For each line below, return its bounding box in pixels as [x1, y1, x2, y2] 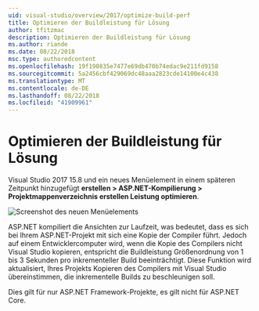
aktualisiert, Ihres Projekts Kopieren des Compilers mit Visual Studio [8, 264, 227, 273]
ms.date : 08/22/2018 [8, 48, 76, 56]
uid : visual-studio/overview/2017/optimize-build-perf [8, 11, 191, 20]
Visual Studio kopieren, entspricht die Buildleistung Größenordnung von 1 [8, 248, 244, 257]
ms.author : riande [8, 41, 68, 49]
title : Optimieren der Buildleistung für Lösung [8, 19, 170, 27]
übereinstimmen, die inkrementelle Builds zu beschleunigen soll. [8, 272, 215, 282]
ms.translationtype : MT [8, 77, 86, 85]
